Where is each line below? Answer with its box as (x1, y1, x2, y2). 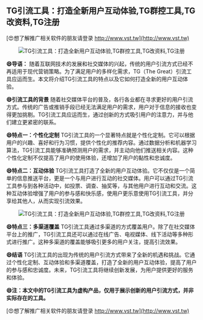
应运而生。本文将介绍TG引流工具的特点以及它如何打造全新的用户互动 (11, 75, 183, 82)
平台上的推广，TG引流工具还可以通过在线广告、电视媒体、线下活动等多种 (6, 230, 188, 238)
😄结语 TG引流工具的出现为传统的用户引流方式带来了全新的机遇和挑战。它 (6, 251, 190, 258)
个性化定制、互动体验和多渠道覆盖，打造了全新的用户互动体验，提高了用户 (11, 258, 197, 265)
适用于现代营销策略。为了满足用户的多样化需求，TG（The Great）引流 (11, 67, 187, 75)
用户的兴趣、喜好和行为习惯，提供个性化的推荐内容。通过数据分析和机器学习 (6, 139, 197, 146)
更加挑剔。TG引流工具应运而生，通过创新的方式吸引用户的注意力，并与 (11, 111, 188, 118)
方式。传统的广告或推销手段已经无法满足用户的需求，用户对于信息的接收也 (6, 103, 192, 110)
